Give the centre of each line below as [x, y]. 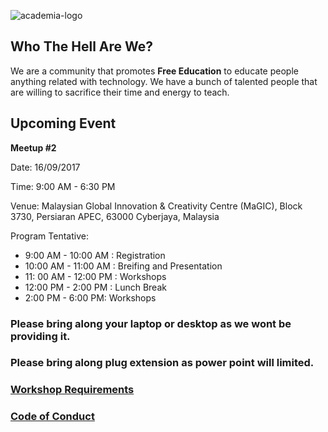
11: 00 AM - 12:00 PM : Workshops [95, 276]
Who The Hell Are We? [82, 46]
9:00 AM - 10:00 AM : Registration [95, 255]
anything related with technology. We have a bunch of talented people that [164, 81]
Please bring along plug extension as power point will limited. [162, 363]
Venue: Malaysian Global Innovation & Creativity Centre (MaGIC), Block [156, 206]
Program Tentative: [49, 236]
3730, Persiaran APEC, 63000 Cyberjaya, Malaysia [115, 216]
